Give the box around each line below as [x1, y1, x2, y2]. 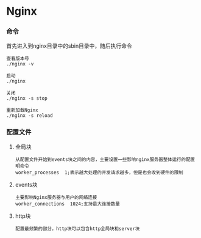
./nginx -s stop [6, 95, 48, 102]
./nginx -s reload [6, 113, 53, 119]
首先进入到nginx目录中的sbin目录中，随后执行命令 [6, 42, 132, 50]
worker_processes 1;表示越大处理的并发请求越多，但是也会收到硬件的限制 [15, 169, 184, 176]
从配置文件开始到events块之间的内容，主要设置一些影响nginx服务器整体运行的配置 [15, 156, 195, 163]
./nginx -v [6, 61, 34, 67]
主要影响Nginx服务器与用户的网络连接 [15, 194, 97, 200]
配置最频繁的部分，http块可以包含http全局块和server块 [15, 225, 140, 232]
